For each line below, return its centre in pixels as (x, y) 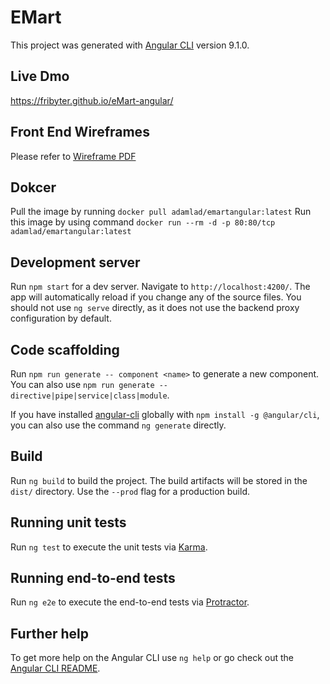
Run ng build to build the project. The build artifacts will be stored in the (159, 480)
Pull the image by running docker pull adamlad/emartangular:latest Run (161, 212)
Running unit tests (68, 522)
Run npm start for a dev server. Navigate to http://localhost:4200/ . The (160, 287)
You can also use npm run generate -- (89, 384)
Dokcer (33, 187)
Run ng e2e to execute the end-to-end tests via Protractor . (130, 602)
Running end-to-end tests (93, 578)
